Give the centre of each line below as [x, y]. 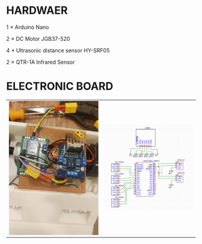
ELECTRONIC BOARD [60, 86]
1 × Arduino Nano [28, 27]
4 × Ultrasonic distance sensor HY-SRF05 [58, 50]
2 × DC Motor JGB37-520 [38, 38]
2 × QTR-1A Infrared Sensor [41, 62]
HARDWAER [37, 11]
